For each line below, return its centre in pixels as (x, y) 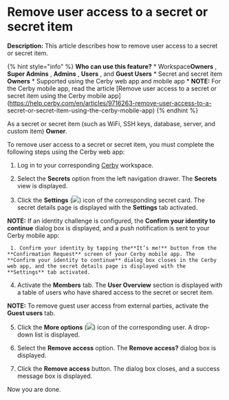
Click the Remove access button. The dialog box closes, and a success (118, 368)
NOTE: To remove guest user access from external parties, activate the (108, 306)
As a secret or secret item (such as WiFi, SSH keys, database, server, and (111, 123)
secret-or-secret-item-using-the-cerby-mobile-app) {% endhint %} (103, 110)
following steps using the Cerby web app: (66, 152)
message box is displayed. (55, 376)
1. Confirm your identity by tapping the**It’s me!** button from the (113, 248)
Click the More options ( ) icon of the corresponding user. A (105, 327)
